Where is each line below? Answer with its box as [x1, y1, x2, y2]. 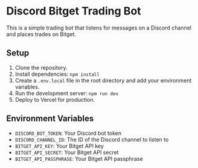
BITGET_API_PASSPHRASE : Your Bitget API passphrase [14, 155, 143, 162]
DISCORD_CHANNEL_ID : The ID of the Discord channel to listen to [14, 135, 169, 143]
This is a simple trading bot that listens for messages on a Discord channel [6, 24, 192, 31]
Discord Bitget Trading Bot [6, 4, 141, 18]
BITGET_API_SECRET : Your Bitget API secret [14, 149, 119, 156]
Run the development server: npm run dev [14, 89, 119, 97]
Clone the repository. [14, 64, 68, 71]
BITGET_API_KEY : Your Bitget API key [14, 142, 104, 149]
